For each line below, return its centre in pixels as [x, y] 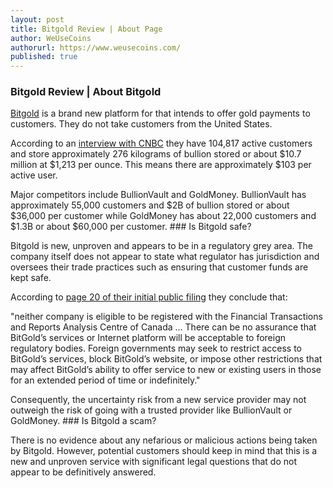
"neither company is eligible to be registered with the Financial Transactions [166, 317]
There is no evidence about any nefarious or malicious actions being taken [164, 440]
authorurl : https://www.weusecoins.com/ [96, 47]
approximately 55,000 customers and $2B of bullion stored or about [150, 205]
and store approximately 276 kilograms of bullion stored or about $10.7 [156, 154]
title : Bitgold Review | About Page [86, 29]
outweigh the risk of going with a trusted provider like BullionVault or [151, 410]
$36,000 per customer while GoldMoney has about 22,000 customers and [163, 216]
